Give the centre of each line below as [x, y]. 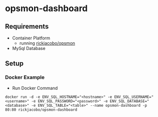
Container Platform [31, 38]
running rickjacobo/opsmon [47, 43]
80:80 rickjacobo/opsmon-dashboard [41, 110]
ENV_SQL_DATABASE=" [129, 101]
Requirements [27, 26]
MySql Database [29, 48]
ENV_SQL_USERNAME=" [134, 97]
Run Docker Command [35, 88]
